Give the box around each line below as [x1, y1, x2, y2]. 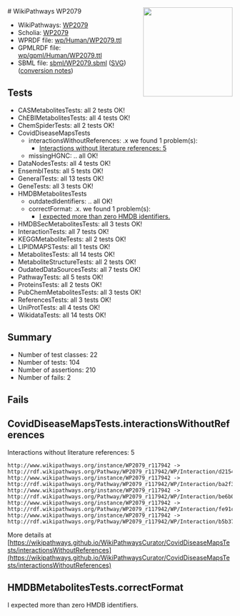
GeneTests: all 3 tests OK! [17, 181, 94, 190]
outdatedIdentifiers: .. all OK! [28, 196, 113, 206]
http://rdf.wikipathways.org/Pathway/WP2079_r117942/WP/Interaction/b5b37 [7, 517, 235, 525]
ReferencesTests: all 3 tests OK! [17, 296, 112, 304]
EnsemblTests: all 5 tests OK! [17, 166, 104, 175]
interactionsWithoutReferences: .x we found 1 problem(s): [28, 136, 198, 145]
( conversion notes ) [17, 66, 74, 74]
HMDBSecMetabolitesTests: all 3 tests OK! [17, 219, 143, 228]
